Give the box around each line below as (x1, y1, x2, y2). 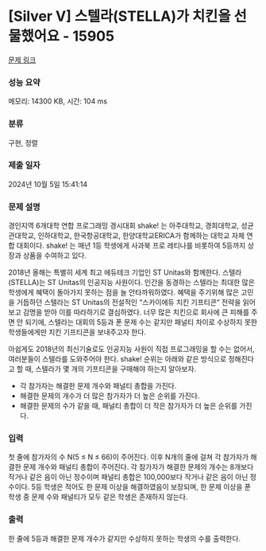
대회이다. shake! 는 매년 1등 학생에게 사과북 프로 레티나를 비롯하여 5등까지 (16, 240, 246, 251)
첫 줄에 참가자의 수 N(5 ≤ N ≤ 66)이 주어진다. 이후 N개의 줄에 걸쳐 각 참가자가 (8, 452, 249, 462)
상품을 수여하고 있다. (22, 251, 87, 260)
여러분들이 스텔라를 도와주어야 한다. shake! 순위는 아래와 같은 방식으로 (8, 354, 227, 364)
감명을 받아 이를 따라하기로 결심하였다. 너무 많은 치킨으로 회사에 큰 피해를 (22, 307, 250, 317)
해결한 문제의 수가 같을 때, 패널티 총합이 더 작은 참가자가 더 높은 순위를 (19, 401, 238, 411)
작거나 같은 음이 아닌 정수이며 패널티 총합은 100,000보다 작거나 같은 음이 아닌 (8, 472, 249, 482)
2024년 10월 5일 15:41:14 (8, 179, 88, 189)
